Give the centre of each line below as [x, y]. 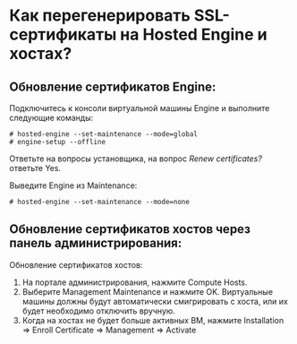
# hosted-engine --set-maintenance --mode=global [104, 134]
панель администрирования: [96, 243]
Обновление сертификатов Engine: [113, 86]
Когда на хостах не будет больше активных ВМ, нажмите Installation [153, 320]
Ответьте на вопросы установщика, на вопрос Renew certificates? [136, 159]
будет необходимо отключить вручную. [99, 311]
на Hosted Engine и [194, 34]
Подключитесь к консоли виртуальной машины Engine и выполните [140, 108]
